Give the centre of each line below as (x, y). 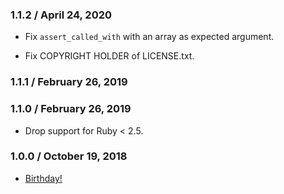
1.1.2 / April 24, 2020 (61, 15)
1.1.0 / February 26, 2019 (71, 109)
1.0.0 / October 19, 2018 (69, 156)
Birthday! (43, 178)
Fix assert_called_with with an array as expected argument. (149, 37)
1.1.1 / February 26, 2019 (69, 82)
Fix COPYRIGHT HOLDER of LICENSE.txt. (109, 56)
